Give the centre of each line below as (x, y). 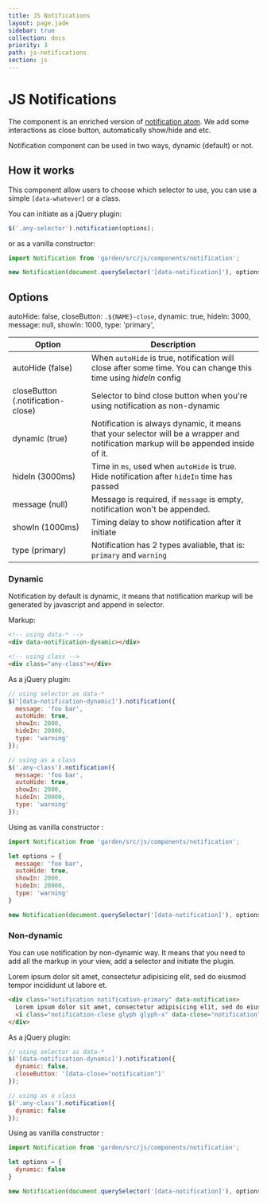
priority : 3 (28, 45)
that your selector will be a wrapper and (165, 433)
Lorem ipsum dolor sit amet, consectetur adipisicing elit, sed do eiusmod (127, 977)
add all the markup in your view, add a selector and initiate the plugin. (122, 962)
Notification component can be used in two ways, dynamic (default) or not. (131, 145)
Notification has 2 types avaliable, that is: (168, 545)
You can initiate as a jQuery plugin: (65, 214)
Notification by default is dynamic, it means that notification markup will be (131, 596)
